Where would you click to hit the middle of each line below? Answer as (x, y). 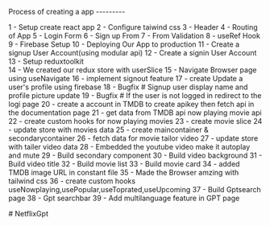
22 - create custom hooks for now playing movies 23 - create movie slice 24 (135, 121)
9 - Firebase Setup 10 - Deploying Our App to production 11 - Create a (124, 44)
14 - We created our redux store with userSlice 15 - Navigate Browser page (133, 70)
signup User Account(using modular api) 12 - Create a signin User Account (133, 53)
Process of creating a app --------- (67, 12)
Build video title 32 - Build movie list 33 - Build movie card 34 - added (124, 164)
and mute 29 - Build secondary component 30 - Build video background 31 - (135, 155)
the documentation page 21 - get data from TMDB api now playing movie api (135, 113)
